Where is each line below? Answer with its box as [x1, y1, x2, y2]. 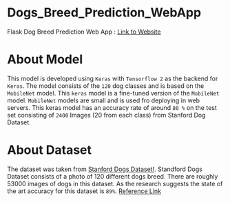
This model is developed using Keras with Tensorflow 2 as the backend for [7, 74, 218, 82]
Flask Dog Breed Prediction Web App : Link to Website [7, 27, 161, 36]
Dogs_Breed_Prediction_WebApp [7, 5, 202, 21]
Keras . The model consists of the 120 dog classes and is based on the [7, 81, 205, 90]
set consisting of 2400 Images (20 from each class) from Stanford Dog [7, 111, 206, 119]
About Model [7, 52, 83, 67]
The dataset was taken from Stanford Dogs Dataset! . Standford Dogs [7, 165, 203, 173]
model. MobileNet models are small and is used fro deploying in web [7, 96, 200, 104]
